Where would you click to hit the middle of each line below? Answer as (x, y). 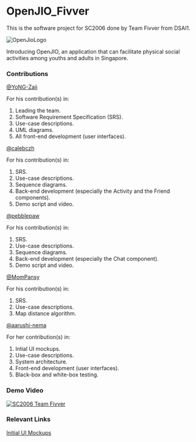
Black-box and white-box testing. (57, 375)
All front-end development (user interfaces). (70, 136)
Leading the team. (38, 111)
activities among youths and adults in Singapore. (67, 58)
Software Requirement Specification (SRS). (69, 117)
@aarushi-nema (26, 325)
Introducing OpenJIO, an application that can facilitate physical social (93, 51)
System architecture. (41, 362)
